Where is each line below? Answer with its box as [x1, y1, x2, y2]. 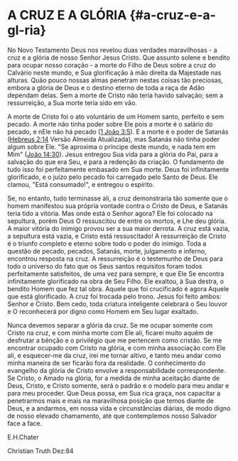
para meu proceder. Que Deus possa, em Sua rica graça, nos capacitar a [7, 389, 221, 397]
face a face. [7, 419, 43, 428]
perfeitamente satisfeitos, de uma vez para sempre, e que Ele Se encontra [7, 269, 225, 278]
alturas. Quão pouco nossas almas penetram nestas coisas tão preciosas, [7, 75, 224, 85]
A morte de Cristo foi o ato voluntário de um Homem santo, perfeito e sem [7, 112, 225, 121]
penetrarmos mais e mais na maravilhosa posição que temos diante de [7, 396, 215, 405]
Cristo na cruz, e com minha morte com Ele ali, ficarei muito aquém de [7, 328, 213, 337]
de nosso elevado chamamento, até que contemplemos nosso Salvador [7, 411, 217, 420]
